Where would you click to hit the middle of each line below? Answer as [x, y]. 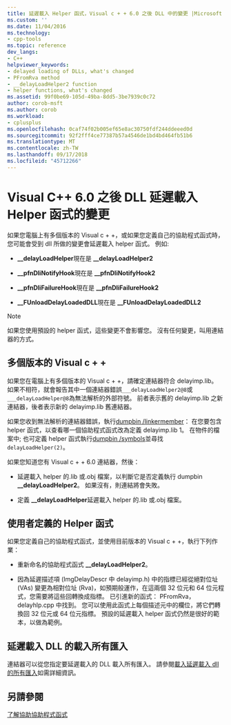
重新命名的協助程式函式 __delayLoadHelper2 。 [84, 565]
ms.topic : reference [37, 46]
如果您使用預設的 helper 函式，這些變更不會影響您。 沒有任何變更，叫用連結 [115, 330]
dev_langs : [23, 52]
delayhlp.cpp [36, 605]
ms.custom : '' [28, 20]
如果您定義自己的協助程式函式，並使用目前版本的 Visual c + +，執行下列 [110, 542]
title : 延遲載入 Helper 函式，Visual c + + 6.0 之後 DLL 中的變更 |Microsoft [115, 13]
